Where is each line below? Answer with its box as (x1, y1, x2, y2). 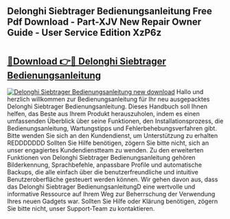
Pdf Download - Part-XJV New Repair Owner (7, 16, 202, 28)
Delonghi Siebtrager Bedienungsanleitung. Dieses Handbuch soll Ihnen (7, 102, 208, 111)
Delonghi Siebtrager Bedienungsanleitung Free (7, 5, 213, 17)
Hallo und (176, 88, 204, 95)
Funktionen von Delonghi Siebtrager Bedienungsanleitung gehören (7, 154, 196, 161)
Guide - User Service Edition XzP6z (7, 27, 162, 38)
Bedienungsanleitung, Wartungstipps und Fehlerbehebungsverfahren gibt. (7, 124, 218, 132)
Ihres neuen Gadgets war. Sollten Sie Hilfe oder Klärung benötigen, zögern (7, 197, 218, 205)
